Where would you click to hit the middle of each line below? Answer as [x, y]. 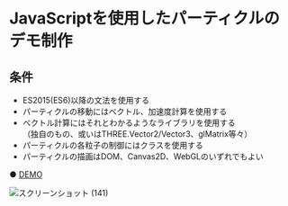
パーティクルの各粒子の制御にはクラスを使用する [113, 145]
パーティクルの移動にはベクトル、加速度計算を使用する [125, 112]
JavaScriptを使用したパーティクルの [145, 18]
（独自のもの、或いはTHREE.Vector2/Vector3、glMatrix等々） [137, 134]
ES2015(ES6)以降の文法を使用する [86, 100]
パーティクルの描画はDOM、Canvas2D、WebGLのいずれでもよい [143, 157]
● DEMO [26, 175]
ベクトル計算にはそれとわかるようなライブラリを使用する [129, 123]
